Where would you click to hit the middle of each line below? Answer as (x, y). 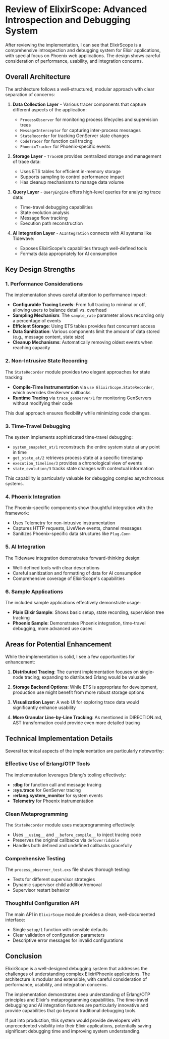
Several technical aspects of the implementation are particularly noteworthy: (84, 751)
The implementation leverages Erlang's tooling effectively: (66, 775)
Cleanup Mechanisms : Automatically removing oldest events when (82, 342)
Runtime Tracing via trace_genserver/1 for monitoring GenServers (82, 398)
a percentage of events (37, 321)
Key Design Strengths (40, 269)
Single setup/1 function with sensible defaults (60, 929)
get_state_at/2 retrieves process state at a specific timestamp (78, 458)
